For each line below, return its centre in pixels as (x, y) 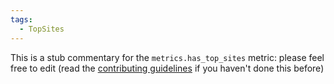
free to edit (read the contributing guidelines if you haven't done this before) (167, 68)
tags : (21, 19)
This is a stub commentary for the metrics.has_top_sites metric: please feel (167, 57)
